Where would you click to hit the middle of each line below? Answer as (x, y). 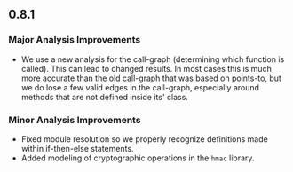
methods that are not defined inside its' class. (104, 97)
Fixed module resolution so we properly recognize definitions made (144, 139)
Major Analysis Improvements (75, 40)
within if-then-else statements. (77, 148)
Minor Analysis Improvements (75, 120)
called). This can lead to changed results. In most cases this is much (146, 68)
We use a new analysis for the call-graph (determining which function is (153, 59)
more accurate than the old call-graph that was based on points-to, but (151, 78)
